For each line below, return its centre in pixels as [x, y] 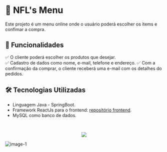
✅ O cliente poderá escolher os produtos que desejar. [60, 57]
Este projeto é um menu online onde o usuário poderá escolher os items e [81, 24]
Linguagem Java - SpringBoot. [44, 104]
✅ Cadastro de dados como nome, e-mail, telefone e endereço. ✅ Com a [80, 62]
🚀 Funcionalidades [34, 45]
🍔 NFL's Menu [34, 10]
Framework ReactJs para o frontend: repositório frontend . [72, 110]
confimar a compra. [25, 29]
